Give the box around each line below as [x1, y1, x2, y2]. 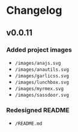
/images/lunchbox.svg [14, 79, 69, 85]
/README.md [14, 121, 43, 127]
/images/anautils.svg [14, 67, 69, 73]
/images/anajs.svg [14, 60, 61, 66]
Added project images [6, 46, 72, 54]
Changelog [6, 4, 62, 17]
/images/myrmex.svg [14, 85, 64, 92]
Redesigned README [6, 106, 70, 114]
